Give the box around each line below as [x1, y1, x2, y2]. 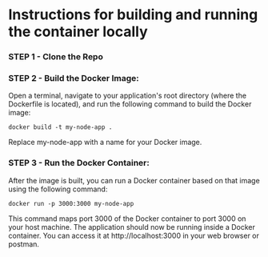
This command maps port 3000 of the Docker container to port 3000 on [8, 214, 246, 223]
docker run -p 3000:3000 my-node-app [8, 199, 134, 207]
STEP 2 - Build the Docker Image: [8, 73, 139, 84]
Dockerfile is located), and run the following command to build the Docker [8, 99, 252, 109]
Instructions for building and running [8, 6, 258, 24]
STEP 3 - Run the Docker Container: [8, 158, 150, 169]
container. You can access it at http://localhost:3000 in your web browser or [8, 231, 260, 240]
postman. [8, 239, 40, 249]
